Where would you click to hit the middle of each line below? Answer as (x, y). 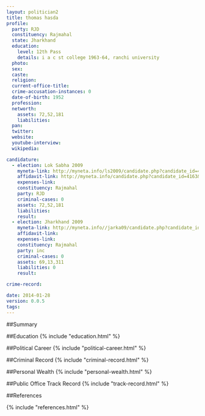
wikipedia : (26, 148)
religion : (24, 80)
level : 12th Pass (39, 52)
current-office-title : (41, 86)
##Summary (22, 324)
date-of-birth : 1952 (38, 97)
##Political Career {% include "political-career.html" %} (76, 348)
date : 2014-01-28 (28, 295)
